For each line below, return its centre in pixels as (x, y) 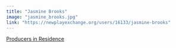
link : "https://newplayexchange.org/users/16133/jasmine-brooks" (88, 22)
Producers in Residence (35, 39)
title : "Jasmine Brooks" (37, 11)
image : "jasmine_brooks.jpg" (42, 17)
